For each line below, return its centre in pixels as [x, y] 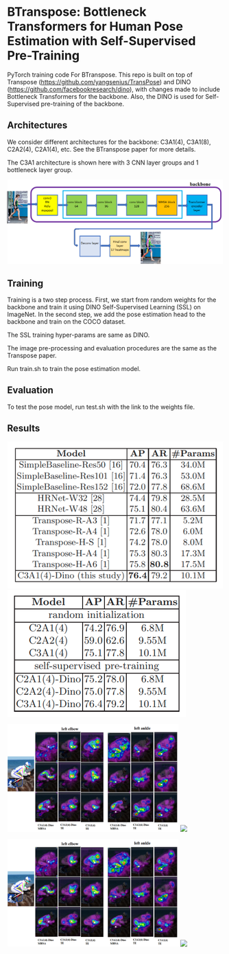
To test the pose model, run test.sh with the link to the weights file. [101, 407]
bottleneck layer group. [40, 169]
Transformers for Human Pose [95, 26]
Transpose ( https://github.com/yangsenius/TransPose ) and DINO [99, 82]
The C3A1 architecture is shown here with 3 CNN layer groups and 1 [103, 163]
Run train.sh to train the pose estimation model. [74, 369]
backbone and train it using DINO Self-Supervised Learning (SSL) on [104, 307]
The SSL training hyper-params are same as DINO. [79, 335]
